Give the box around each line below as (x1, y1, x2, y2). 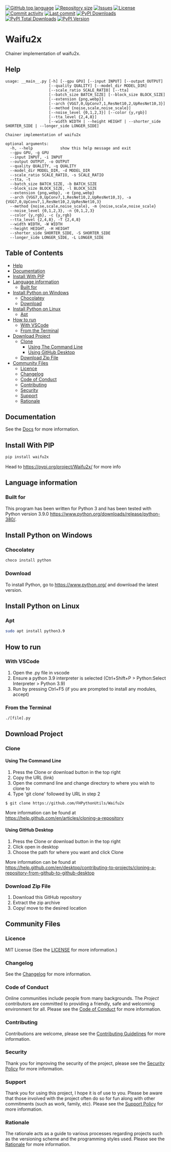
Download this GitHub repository (12, 894, 82, 900)
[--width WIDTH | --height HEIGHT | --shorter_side (48, 119, 161, 124)
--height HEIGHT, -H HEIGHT (10, 226, 70, 231)
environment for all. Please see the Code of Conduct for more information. (5, 1006, 162, 1012)
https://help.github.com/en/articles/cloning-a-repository (5, 815, 124, 821)
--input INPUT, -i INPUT (10, 155, 63, 160)
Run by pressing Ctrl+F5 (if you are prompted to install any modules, (12, 686, 157, 692)
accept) (12, 691, 30, 697)
